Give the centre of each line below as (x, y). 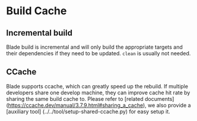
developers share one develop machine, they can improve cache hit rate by (98, 93)
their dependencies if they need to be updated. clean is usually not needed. (99, 53)
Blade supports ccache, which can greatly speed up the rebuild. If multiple (97, 86)
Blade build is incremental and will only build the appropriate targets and (94, 47)
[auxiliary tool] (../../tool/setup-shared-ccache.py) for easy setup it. (88, 112)
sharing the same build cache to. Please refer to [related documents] (90, 98)
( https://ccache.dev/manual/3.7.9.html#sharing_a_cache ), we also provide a (99, 105)
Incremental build (39, 33)
